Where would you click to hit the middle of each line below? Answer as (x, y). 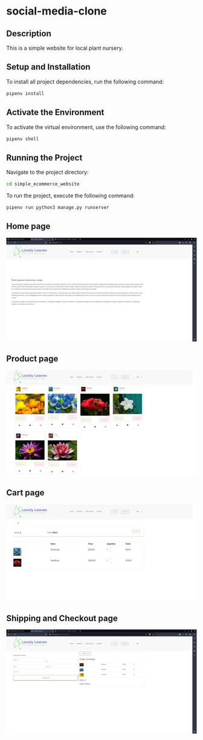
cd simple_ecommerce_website (43, 184)
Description (29, 34)
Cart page (25, 493)
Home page (28, 226)
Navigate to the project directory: (47, 172)
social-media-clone (57, 11)
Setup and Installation (48, 67)
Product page (32, 358)
